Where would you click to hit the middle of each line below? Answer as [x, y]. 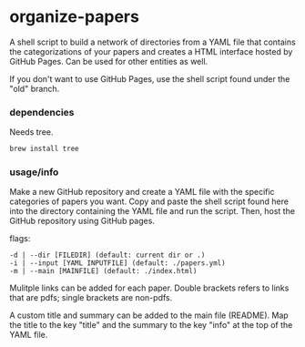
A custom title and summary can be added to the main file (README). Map [149, 315]
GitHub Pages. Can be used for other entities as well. [109, 61]
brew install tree [44, 149]
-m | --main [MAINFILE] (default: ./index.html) [103, 271]
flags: [20, 239]
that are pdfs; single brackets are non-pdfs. [91, 298]
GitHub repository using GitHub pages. [82, 221]
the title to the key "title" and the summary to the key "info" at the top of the [151, 325]
